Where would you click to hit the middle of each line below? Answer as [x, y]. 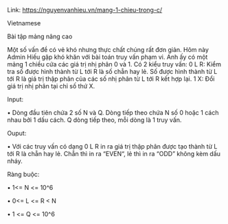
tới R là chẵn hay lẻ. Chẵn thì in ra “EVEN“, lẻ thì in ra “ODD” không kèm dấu [114, 154]
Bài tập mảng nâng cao [40, 36]
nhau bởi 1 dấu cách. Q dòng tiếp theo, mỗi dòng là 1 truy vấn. [94, 120]
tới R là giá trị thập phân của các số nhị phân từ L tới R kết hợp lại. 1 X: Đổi [111, 79]
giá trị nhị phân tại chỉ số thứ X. [51, 86]
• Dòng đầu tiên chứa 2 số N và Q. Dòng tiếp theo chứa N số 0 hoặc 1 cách [113, 113]
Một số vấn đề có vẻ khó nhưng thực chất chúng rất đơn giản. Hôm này [108, 50]
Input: [15, 99]
